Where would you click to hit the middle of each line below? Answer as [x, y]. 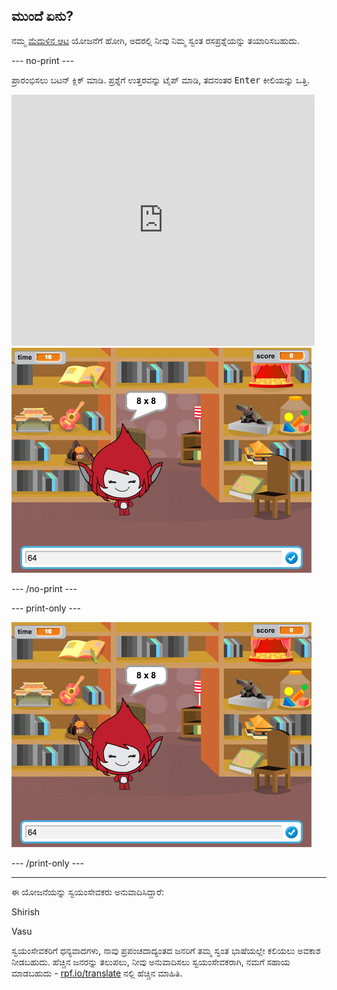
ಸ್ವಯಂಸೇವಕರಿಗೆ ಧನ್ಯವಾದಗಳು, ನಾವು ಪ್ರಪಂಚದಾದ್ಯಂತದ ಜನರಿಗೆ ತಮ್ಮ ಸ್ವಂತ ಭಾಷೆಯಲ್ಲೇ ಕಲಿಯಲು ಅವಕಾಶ [166, 950]
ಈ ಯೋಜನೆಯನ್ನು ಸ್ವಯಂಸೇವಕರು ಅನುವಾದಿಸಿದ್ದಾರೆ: [88, 891]
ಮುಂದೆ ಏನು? [42, 16]
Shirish [26, 911]
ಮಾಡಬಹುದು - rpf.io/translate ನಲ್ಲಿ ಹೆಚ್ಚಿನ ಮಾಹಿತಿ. [97, 973]
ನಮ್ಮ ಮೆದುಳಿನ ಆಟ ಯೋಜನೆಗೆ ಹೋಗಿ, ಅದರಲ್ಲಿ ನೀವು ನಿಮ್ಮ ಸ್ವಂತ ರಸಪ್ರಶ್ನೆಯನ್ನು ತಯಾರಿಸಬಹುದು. [156, 40]
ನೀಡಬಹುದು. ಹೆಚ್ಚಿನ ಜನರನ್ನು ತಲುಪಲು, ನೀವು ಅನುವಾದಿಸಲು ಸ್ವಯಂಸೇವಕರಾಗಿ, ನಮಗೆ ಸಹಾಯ [151, 961]
